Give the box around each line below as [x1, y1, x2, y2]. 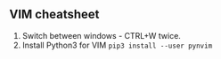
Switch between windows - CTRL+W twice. [21, 30, 181, 41]
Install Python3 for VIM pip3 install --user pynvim [21, 40, 213, 50]
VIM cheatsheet [9, 7, 100, 22]
